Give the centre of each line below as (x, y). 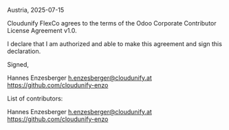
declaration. (24, 51)
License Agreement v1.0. (42, 31)
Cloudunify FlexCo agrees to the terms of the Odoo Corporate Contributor (112, 23)
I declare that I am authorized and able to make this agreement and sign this (115, 44)
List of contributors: (35, 98)
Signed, (18, 64)
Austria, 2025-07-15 (36, 10)
